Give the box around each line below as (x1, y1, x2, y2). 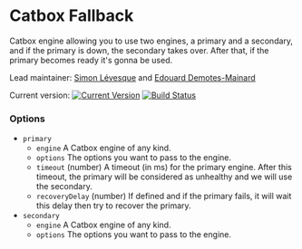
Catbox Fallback (9, 5, 134, 26)
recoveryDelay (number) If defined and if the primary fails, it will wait (35, 191, 292, 202)
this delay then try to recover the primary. (35, 200, 192, 211)
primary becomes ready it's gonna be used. (9, 54, 173, 65)
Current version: (9, 90, 71, 101)
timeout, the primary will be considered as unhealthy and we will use (35, 171, 293, 182)
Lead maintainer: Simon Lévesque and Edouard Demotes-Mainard (9, 72, 256, 82)
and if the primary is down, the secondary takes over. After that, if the (9, 44, 269, 55)
